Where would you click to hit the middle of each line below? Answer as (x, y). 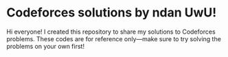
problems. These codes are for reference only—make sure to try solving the (114, 38)
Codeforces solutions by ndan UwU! (112, 13)
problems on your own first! (46, 46)
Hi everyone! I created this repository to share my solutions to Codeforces (111, 32)
